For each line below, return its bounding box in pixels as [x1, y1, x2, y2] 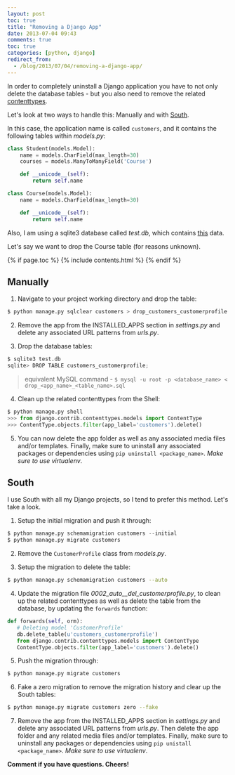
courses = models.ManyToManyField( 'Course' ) [20, 158, 152, 165]
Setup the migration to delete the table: [17, 563, 131, 571]
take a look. [7, 503, 41, 512]
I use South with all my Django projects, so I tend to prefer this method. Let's [7, 495, 229, 504]
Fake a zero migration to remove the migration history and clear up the [17, 683, 222, 691]
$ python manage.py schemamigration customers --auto [7, 577, 168, 584]
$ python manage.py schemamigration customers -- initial [7, 530, 177, 538]
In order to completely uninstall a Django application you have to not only [7, 82, 219, 90]
